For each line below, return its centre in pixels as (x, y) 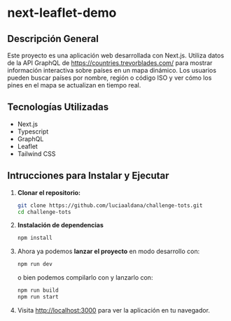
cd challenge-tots (44, 212)
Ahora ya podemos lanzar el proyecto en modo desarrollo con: (108, 251)
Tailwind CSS (36, 154)
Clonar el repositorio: (49, 192)
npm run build (38, 291)
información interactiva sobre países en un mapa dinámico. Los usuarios (112, 70)
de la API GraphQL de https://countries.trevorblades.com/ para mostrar (110, 63)
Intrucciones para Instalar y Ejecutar (88, 176)
